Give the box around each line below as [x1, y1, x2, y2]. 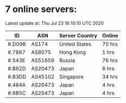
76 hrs [102, 57, 118, 64]
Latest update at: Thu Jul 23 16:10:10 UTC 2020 [5, 20, 104, 26]
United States [59, 40, 92, 47]
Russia [59, 57, 76, 64]
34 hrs [102, 73, 118, 80]
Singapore [59, 73, 84, 80]
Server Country [59, 32, 97, 39]
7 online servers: [5, 4, 77, 15]
